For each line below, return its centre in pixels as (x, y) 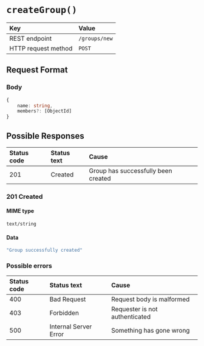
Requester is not (134, 310)
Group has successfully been (131, 170)
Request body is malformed (151, 299)
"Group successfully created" (45, 251)
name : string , (35, 106)
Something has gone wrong (151, 331)
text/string (21, 224)
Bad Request (68, 299)
